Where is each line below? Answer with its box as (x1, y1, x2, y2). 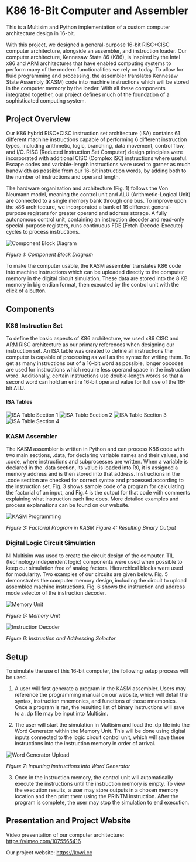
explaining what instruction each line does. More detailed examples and (6, 495, 179, 502)
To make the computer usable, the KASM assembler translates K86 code (6, 262, 181, 269)
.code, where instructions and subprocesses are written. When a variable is (6, 458, 188, 465)
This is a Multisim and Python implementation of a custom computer (6, 23, 171, 30)
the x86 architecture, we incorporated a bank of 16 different (6, 203, 150, 210)
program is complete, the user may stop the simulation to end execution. (14, 799, 190, 806)
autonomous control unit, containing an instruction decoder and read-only (6, 216, 185, 223)
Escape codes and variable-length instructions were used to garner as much (6, 161, 191, 168)
